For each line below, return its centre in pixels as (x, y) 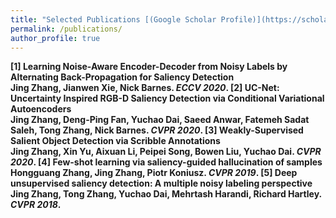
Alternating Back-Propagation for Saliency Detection (122, 77)
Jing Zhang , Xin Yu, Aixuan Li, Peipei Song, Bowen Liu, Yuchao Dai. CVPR (166, 152)
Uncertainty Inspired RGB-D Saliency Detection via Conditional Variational (167, 98)
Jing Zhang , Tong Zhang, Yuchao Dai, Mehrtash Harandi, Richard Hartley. (166, 194)
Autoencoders (41, 109)
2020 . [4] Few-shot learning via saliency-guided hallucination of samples (166, 162)
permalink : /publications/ (66, 29)
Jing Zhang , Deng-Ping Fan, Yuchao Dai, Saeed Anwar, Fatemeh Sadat (160, 120)
